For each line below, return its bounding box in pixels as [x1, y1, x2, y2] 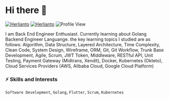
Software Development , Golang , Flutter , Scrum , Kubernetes [5, 89, 124, 95]
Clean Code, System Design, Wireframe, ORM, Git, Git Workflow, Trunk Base [5, 47, 164, 53]
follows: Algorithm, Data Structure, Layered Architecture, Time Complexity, [5, 41, 160, 47]
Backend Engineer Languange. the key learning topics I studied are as [5, 36, 151, 42]
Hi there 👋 [5, 5, 47, 16]
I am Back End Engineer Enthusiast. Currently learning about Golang [5, 31, 147, 37]
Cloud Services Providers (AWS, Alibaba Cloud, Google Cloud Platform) [5, 63, 154, 69]
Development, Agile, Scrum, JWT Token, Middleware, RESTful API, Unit [5, 52, 153, 58]
